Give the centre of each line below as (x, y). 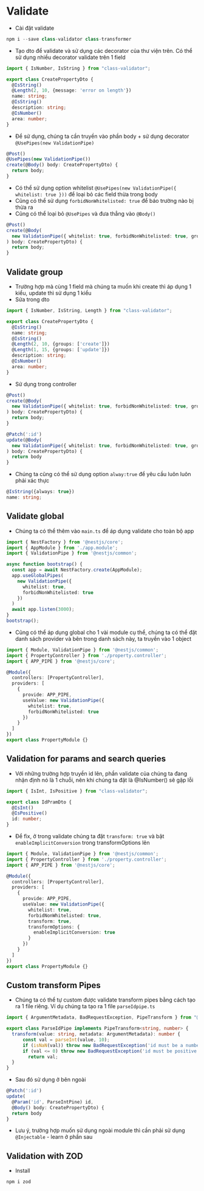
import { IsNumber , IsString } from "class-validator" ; (78, 68)
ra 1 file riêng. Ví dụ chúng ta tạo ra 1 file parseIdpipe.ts (85, 1006)
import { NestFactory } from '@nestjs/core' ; (65, 542)
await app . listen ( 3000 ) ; (43, 609)
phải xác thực (32, 480)
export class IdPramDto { (39, 802)
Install (22, 1171)
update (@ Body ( (24, 440)
